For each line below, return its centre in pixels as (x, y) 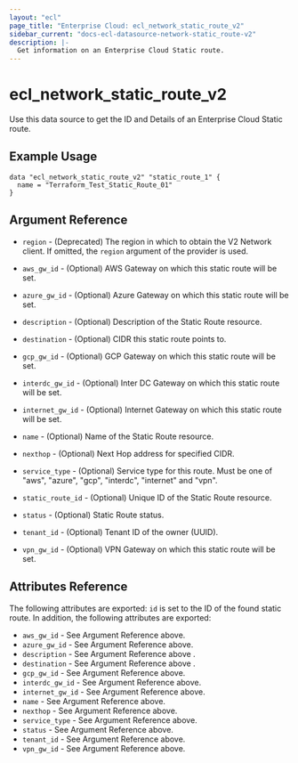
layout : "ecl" (36, 17)
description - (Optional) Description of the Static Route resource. (142, 321)
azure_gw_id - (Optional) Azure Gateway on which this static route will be (155, 295)
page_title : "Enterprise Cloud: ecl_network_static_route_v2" (127, 26)
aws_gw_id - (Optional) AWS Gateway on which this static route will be (149, 268)
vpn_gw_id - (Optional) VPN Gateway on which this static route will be (149, 549)
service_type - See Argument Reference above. (109, 720)
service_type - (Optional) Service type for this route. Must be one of (147, 471)
